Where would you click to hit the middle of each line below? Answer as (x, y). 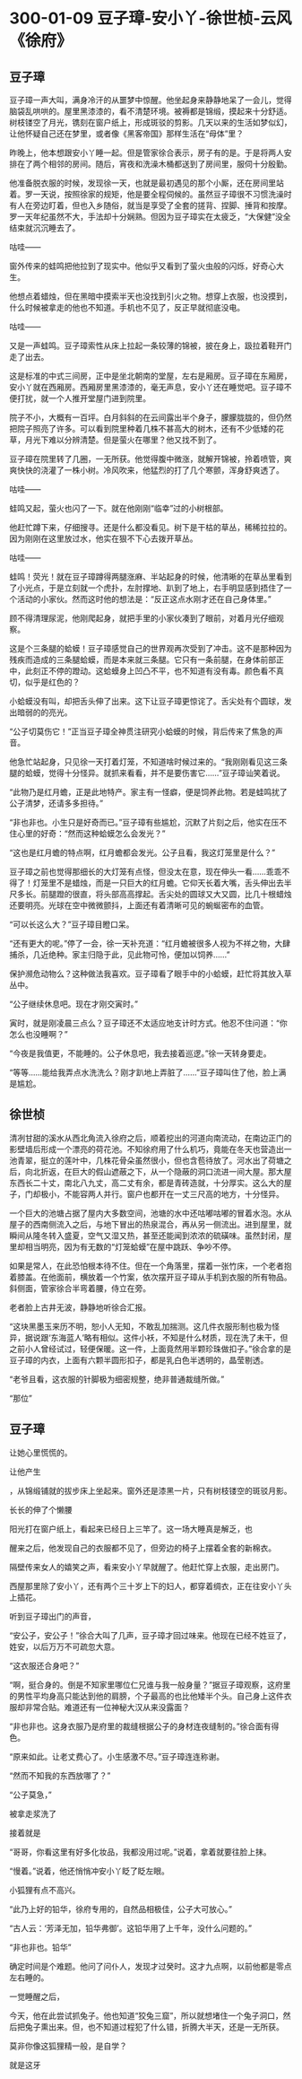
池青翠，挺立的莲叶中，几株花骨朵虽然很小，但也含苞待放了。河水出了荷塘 (147, 1160)
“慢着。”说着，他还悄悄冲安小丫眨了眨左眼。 (90, 1871)
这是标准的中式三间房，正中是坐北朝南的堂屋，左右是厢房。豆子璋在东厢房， (151, 376)
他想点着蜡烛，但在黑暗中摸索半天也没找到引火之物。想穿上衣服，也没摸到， (151, 296)
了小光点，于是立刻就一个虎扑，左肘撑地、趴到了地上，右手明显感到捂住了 (147, 588)
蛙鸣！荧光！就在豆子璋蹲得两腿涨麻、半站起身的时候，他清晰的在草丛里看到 (151, 577)
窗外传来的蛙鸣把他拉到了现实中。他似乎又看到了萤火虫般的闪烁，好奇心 (142, 266)
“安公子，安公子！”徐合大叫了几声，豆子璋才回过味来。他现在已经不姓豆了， (150, 1635)
